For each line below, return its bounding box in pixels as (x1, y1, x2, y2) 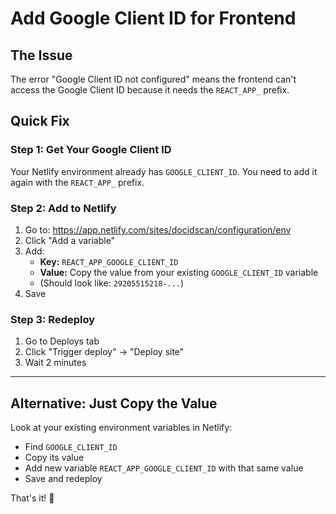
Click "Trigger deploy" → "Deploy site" (24, 346, 185, 358)
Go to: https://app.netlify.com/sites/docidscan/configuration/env (24, 223, 292, 236)
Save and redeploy (24, 473, 103, 485)
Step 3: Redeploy (10, 312, 96, 326)
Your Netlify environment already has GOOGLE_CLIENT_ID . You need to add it (10, 165, 318, 177)
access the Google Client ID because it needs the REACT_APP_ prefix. (10, 84, 290, 96)
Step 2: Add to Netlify (10, 201, 117, 215)
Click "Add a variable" (24, 234, 116, 246)
